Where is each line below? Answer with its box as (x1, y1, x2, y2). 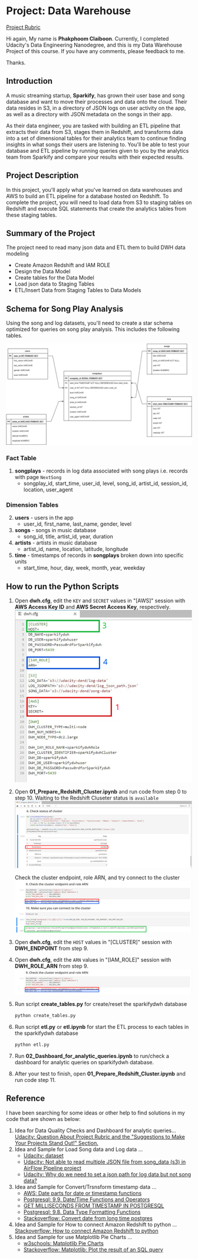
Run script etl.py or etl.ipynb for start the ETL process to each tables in (14, 1024, 189, 1031)
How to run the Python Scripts (6, 581, 119, 591)
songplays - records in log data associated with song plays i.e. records (14, 467, 188, 474)
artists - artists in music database (14, 539, 97, 546)
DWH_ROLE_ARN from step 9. (14, 962, 88, 969)
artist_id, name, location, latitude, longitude (23, 546, 128, 553)
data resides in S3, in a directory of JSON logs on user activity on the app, (6, 104, 186, 112)
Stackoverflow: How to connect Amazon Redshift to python (14, 1227, 159, 1234)
